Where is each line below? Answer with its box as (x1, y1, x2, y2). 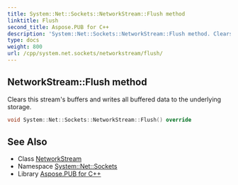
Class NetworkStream (17, 155, 82, 163)
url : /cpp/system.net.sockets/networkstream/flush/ (7, 50, 163, 57)
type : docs (7, 37, 40, 44)
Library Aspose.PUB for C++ (17, 169, 101, 178)
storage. (7, 102, 32, 111)
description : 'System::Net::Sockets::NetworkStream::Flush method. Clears (7, 30, 233, 38)
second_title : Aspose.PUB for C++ (7, 23, 110, 30)
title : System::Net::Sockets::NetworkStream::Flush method (7, 10, 186, 18)
